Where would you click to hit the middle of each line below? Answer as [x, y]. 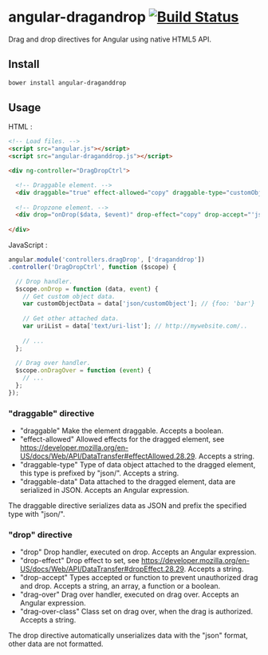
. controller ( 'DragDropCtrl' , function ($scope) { [93, 267]
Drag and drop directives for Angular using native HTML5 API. [110, 39]
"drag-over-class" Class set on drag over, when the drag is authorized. [136, 612]
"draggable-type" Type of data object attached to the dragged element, [138, 465]
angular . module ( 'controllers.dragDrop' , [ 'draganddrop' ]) [106, 260]
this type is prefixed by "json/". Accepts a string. [99, 473]
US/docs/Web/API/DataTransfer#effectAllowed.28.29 [107, 456]
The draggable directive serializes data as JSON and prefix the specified [128, 506]
